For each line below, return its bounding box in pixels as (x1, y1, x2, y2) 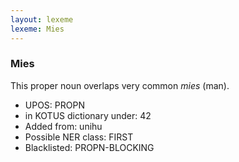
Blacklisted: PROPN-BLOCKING (24, 141, 155, 153)
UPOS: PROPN (24, 99, 85, 111)
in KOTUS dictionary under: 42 (24, 109, 152, 121)
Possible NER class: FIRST (24, 131, 134, 143)
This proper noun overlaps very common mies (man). (10, 79, 230, 91)
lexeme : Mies (10, 24, 65, 34)
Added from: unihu (24, 120, 103, 132)
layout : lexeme (10, 14, 74, 25)
